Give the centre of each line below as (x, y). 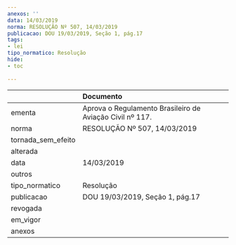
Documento (103, 96)
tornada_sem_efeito (43, 140)
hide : (15, 60)
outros (22, 174)
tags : (15, 40)
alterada (25, 151)
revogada (26, 208)
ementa (24, 112)
